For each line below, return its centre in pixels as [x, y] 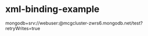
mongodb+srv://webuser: [32, 23]
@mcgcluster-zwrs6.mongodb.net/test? [101, 23]
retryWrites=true [23, 28]
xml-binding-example [52, 9]
